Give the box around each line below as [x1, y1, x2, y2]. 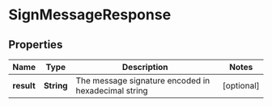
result [12, 80, 36, 91]
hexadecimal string [75, 85, 148, 96]
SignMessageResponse [8, 6, 172, 24]
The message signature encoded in [75, 75, 210, 86]
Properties [8, 38, 63, 51]
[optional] [222, 80, 260, 91]
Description [121, 62, 168, 72]
